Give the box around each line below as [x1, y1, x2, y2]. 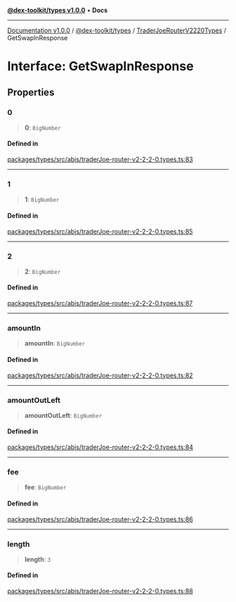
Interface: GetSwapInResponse [7, 58, 195, 75]
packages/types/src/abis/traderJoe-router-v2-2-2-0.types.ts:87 [7, 299, 193, 308]
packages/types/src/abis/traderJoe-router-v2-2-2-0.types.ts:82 [7, 371, 193, 380]
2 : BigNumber [24, 267, 61, 275]
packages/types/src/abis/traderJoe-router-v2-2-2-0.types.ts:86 [7, 515, 193, 523]
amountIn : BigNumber [24, 339, 86, 348]
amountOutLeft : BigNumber [24, 411, 103, 420]
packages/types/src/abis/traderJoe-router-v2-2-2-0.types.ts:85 [7, 227, 193, 235]
